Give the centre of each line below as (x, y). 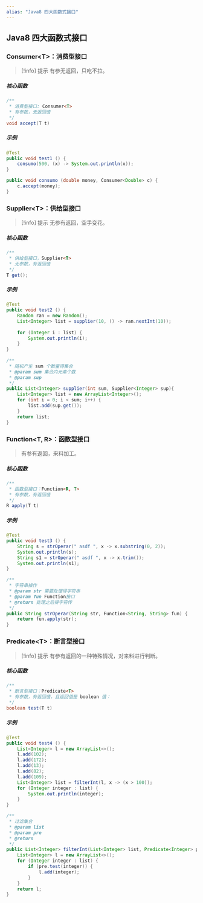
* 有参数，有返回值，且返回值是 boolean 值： (60, 697)
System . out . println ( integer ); (66, 794)
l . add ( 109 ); (32, 777)
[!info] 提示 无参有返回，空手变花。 (64, 223)
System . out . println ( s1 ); (48, 563)
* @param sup (25, 377)
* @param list (27, 827)
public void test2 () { (36, 310)
